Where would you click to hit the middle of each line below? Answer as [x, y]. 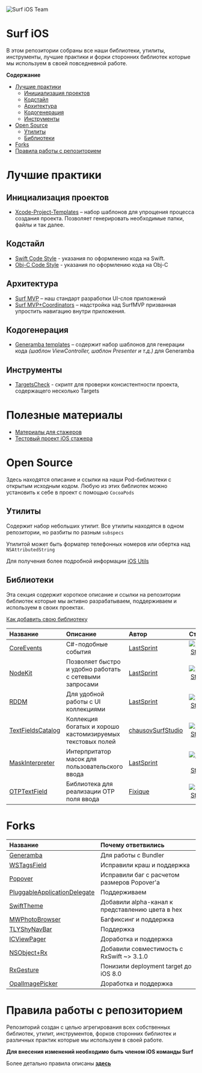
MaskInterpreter [32, 763]
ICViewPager [28, 939]
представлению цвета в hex [141, 909]
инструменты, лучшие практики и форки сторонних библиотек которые [99, 57]
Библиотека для [89, 784]
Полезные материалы [65, 415]
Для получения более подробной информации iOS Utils [78, 561]
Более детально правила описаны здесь [59, 1063]
